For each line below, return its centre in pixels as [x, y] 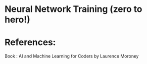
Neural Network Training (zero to [73, 9]
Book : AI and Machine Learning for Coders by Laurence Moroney [72, 56]
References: [30, 42]
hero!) [18, 20]
